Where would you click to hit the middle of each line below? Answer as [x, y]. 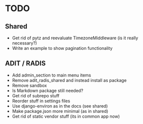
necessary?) [25, 43]
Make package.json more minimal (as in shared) [60, 111]
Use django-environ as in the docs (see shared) [60, 106]
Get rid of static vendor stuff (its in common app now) [66, 116]
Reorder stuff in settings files [41, 101]
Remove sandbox [29, 85]
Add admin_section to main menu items [52, 75]
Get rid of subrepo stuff [36, 95]
